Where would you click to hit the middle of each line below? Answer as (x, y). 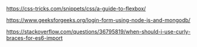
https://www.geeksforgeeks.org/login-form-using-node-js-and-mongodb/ (98, 20)
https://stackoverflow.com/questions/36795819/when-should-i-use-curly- (98, 32)
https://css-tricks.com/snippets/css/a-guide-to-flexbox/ (76, 9)
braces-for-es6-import (35, 38)
